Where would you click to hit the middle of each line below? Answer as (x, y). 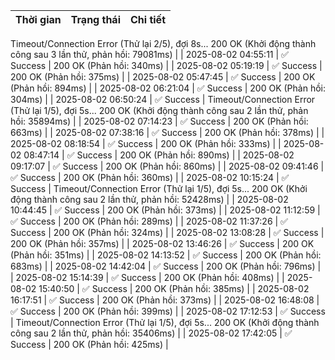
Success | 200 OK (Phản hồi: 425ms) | (89, 344)
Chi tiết (147, 19)
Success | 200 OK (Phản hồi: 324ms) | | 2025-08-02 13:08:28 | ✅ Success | (167, 232)
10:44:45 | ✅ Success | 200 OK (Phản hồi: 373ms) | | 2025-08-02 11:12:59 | (165, 210)
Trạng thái (95, 19)
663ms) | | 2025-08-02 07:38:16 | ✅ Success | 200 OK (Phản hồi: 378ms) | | (167, 132)
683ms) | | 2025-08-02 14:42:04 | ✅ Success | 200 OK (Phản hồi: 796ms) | (166, 266)
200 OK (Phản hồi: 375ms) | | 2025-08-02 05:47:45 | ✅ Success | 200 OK (163, 77)
